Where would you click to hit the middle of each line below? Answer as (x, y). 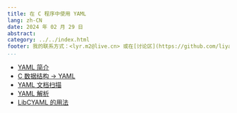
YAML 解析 (33, 93)
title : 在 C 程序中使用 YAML (47, 14)
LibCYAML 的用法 (43, 102)
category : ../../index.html (49, 40)
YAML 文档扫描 (39, 85)
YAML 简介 (33, 67)
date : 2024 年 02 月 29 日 (45, 27)
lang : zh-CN (25, 20)
